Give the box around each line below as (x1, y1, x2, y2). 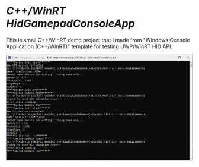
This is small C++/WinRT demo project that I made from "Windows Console (6, 36, 190, 43)
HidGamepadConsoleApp (6, 17, 135, 30)
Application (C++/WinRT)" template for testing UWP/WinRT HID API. (6, 43, 173, 50)
